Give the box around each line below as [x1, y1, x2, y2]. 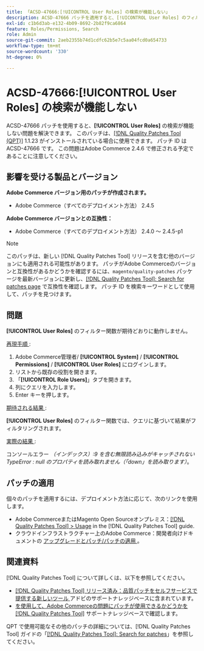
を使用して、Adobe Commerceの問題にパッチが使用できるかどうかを [15, 602, 188, 609]
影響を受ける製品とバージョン [6, 172, 118, 182]
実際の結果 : [6, 437, 36, 445]
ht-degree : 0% [6, 54, 42, 60]
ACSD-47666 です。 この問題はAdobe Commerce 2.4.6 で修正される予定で [6, 144, 194, 152]
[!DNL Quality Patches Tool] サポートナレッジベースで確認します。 [15, 610, 181, 617]
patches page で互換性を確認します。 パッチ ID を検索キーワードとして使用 [6, 283, 195, 290]
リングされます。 [22, 425, 65, 432]
